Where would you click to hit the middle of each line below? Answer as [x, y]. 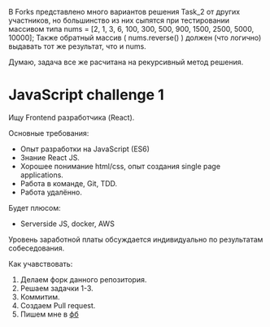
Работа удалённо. [51, 192]
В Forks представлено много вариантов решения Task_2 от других [124, 12]
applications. [41, 175]
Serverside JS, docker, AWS [67, 224]
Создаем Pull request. [58, 305]
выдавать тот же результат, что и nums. [77, 46]
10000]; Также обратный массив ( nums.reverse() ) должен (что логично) [135, 37]
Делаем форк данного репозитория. [83, 279]
